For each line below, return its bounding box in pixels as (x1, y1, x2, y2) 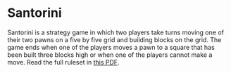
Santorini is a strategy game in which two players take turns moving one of (7, 28, 224, 36)
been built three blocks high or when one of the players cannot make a (7, 51, 213, 59)
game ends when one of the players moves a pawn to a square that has (7, 43, 215, 51)
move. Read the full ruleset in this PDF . (7, 58, 120, 66)
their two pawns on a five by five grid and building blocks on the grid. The (7, 35, 222, 44)
